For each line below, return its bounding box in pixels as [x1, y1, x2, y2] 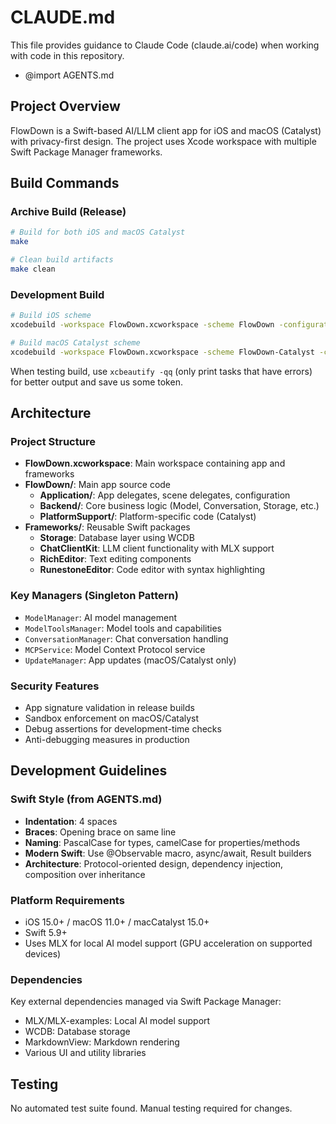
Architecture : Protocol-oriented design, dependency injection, [24, 857, 284, 870]
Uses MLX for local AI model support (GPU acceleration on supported [24, 937, 313, 949]
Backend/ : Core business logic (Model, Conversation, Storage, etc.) [39, 500, 320, 512]
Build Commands [10, 175, 120, 192]
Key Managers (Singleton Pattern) [10, 589, 179, 603]
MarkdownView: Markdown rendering [24, 1036, 180, 1048]
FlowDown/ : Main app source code [24, 479, 172, 491]
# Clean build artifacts [10, 255, 114, 265]
